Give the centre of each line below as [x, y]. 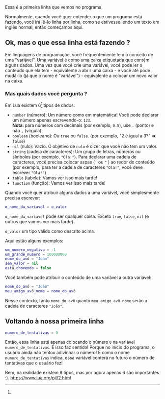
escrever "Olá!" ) [29, 172]
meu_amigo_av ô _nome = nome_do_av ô [41, 291]
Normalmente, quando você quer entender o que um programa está [74, 17]
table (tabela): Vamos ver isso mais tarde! [55, 178]
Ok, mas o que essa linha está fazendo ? [68, 43]
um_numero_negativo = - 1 [30, 250]
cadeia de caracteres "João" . [34, 306]
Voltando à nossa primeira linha [55, 321]
